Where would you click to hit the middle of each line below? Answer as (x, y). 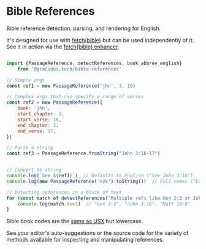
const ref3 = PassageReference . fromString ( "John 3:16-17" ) (83, 154)
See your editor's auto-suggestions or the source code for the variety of (97, 233)
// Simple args (26, 80)
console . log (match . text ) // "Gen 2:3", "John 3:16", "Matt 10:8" (104, 204)
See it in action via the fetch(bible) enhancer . (63, 47)
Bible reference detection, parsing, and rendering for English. (84, 28)
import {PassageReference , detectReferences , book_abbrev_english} (94, 63)
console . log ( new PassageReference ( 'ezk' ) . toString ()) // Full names (97, 181)
